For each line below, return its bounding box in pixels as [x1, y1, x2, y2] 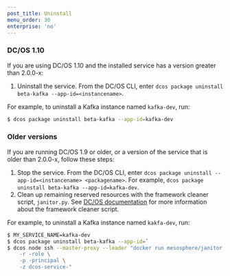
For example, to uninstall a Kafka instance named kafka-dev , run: [7, 103, 190, 111]
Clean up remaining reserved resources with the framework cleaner [16, 190, 209, 198]
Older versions [7, 132, 58, 142]
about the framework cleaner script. [16, 204, 119, 213]
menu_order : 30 [7, 17, 51, 23]
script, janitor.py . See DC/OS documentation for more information [16, 198, 207, 206]
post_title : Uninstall [7, 10, 72, 17]
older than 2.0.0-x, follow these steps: [7, 155, 115, 163]
